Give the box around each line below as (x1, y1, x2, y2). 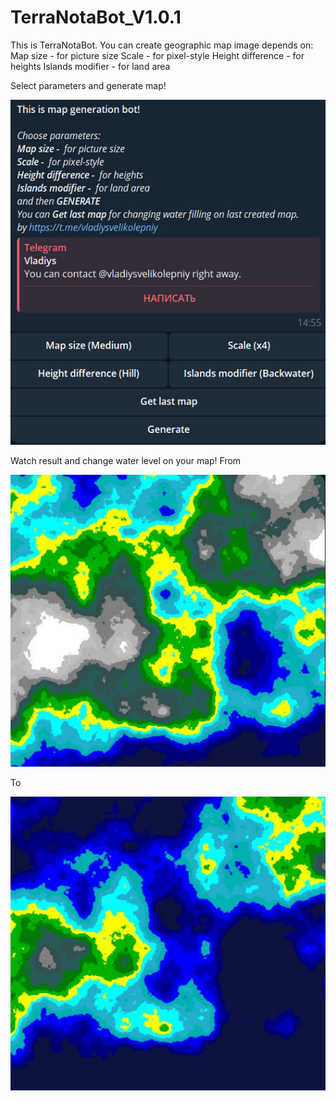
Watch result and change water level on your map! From (10, 454, 242, 466)
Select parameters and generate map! (10, 79, 167, 91)
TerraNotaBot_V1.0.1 (10, 6, 182, 29)
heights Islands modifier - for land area (10, 60, 171, 72)
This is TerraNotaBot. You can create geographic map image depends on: (10, 39, 314, 51)
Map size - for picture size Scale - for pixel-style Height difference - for (10, 49, 305, 61)
